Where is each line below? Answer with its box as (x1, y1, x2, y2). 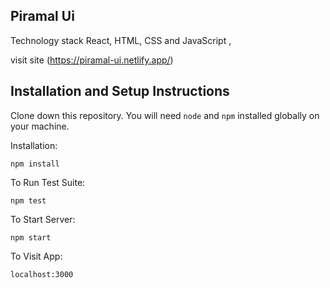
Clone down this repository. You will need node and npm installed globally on (10, 109, 320, 121)
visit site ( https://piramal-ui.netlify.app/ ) (10, 54, 174, 66)
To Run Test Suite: (10, 176, 86, 188)
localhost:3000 (10, 269, 74, 279)
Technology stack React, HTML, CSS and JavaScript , (10, 34, 232, 46)
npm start (10, 232, 52, 243)
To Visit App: (10, 250, 63, 262)
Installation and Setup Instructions (10, 83, 230, 100)
